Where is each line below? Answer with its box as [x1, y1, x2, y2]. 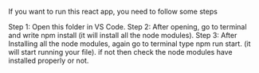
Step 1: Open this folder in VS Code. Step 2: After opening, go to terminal [8, 22, 247, 31]
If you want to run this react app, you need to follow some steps [8, 7, 218, 16]
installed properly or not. [8, 56, 89, 65]
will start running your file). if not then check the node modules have [8, 48, 233, 56]
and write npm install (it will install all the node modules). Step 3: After [8, 31, 237, 40]
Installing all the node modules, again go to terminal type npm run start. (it [8, 39, 251, 48]
